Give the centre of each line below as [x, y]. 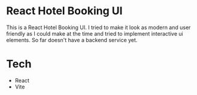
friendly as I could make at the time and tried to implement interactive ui [95, 33]
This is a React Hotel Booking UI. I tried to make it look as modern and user [99, 27]
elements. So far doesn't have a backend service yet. [72, 40]
